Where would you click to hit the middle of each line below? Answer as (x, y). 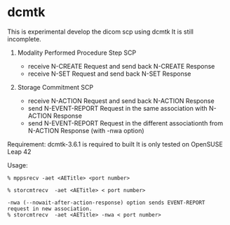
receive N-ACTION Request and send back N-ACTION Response (121, 101)
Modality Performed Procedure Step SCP (77, 53)
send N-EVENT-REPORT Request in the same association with (118, 108)
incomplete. (25, 39)
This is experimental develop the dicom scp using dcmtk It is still (101, 32)
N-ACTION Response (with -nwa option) (86, 130)
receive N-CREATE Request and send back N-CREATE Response (121, 66)
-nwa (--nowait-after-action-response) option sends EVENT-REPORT (106, 203)
